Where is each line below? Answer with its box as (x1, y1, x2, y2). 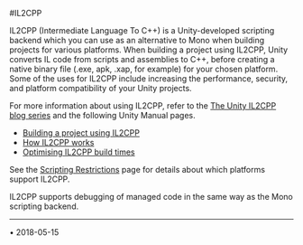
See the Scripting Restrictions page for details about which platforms (9, 165, 266, 174)
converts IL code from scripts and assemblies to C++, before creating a (9, 54, 275, 64)
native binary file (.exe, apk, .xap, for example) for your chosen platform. (9, 63, 279, 74)
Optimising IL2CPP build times (22, 146, 135, 157)
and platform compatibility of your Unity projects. (9, 83, 192, 93)
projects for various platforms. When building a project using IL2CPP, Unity (9, 44, 289, 55)
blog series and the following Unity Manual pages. (9, 110, 196, 120)
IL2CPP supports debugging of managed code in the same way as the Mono (9, 192, 293, 202)
